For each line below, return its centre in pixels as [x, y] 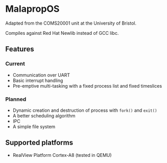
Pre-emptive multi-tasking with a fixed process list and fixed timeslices [87, 86]
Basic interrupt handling [38, 80]
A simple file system [34, 127]
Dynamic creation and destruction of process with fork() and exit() [85, 110]
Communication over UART [41, 75]
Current [15, 64]
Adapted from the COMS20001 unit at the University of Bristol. [71, 23]
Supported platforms [39, 143]
